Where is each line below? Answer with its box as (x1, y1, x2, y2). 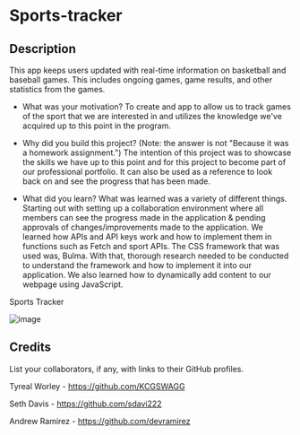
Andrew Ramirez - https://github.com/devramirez (9, 415, 191, 426)
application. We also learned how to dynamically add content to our (21, 270, 271, 280)
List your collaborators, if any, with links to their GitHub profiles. (9, 363, 244, 374)
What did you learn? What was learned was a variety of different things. (21, 194, 287, 204)
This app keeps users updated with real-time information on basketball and (9, 65, 287, 75)
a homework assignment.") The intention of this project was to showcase (21, 147, 292, 158)
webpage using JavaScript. (21, 279, 124, 290)
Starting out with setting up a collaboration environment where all (21, 203, 264, 213)
